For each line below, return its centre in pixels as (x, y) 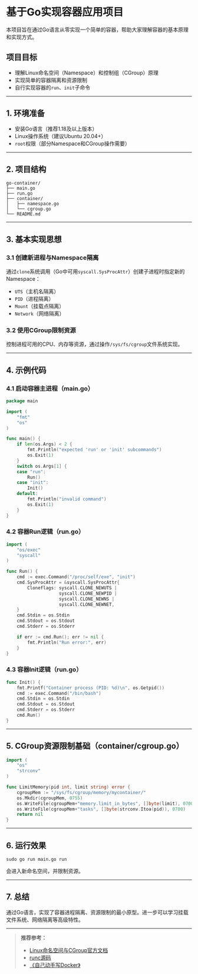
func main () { (24, 439)
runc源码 (40, 957)
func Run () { (22, 572)
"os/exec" (29, 550)
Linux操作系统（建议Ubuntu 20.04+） (60, 136)
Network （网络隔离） (39, 314)
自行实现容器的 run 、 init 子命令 (52, 87)
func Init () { (24, 682)
